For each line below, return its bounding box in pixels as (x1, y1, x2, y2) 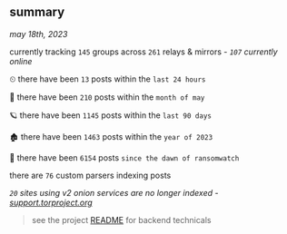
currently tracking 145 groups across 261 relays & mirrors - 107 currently (9, 46, 279, 57)
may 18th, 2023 (9, 28, 68, 39)
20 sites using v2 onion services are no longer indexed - (9, 187, 219, 198)
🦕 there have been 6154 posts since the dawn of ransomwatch (9, 151, 240, 163)
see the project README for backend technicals (31, 214, 212, 225)
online (9, 55, 33, 66)
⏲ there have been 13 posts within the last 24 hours (9, 73, 206, 84)
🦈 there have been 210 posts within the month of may (9, 92, 205, 102)
